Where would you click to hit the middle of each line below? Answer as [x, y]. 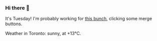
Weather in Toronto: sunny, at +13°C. [43, 34]
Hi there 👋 [18, 8]
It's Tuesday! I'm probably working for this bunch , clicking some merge [78, 19]
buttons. [14, 24]
